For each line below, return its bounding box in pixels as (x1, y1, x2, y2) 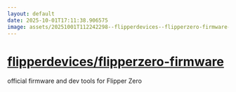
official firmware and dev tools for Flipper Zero (7, 77, 143, 85)
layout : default (7, 10, 55, 18)
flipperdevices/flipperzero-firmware (7, 53, 225, 70)
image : (7, 23, 27, 30)
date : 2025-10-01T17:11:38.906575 (7, 17, 109, 24)
